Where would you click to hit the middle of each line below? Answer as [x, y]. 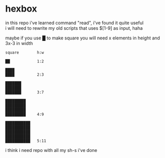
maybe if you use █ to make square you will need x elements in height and [83, 38]
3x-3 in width [19, 43]
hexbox [21, 9]
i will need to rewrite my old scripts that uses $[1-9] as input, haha [74, 28]
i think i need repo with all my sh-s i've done [51, 150]
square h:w [25, 52]
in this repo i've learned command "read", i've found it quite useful [74, 23]
